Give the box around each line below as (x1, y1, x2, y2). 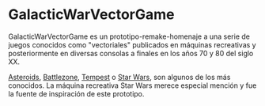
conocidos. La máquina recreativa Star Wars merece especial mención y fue (8, 81, 257, 90)
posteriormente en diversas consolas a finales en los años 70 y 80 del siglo (8, 48, 254, 58)
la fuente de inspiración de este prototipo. (8, 89, 145, 98)
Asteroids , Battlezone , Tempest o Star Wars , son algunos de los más (8, 72, 231, 81)
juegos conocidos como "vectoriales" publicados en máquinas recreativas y (8, 40, 256, 49)
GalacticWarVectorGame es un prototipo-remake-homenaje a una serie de (8, 32, 251, 41)
